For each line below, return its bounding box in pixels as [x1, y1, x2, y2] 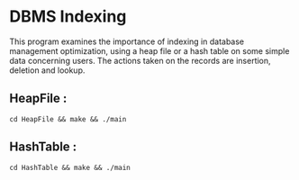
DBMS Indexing [9, 6, 127, 27]
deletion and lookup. [9, 65, 86, 76]
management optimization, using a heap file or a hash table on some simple [9, 45, 290, 56]
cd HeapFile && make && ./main [9, 114, 127, 123]
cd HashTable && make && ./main [9, 163, 131, 172]
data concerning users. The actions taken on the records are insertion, [9, 55, 272, 66]
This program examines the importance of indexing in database [9, 36, 245, 47]
